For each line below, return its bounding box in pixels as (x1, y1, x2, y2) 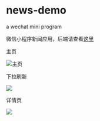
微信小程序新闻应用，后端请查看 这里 (6, 35, 94, 42)
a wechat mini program (6, 23, 62, 30)
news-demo (6, 4, 66, 17)
